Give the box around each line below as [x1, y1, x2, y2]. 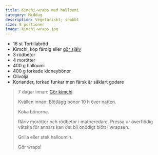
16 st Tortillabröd [12, 41, 49, 47]
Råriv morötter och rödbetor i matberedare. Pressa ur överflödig [17, 119, 153, 125]
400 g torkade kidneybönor [12, 68, 71, 74]
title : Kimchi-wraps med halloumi [5, 7, 80, 13]
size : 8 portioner [5, 22, 45, 27]
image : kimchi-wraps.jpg [5, 27, 58, 32]
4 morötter [12, 57, 36, 63]
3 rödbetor [12, 52, 36, 58]
